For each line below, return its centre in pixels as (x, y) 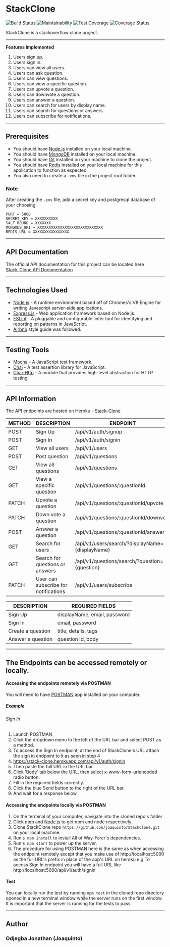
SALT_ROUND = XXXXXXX (29, 223)
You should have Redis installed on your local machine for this (77, 165)
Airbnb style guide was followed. (47, 329)
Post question (52, 457)
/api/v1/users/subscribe (104, 585)
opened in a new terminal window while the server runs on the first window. (84, 898)
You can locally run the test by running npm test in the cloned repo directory (85, 892)
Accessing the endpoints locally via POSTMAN (56, 805)
